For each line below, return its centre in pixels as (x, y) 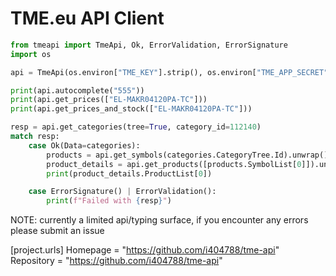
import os (31, 54)
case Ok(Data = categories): (84, 145)
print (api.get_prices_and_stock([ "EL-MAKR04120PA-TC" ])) (131, 109)
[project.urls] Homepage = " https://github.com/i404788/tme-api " (145, 250)
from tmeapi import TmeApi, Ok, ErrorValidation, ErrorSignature (149, 45)
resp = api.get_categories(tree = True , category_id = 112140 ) (136, 127)
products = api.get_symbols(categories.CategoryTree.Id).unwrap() (187, 155)
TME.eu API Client (87, 18)
